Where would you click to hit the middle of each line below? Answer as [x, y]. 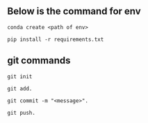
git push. [22, 113]
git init [20, 76]
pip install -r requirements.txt [56, 39]
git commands [39, 60]
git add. [20, 88]
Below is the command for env [74, 11]
